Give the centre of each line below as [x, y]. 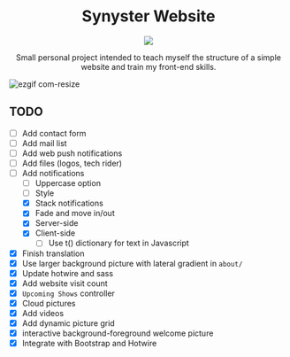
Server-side [57, 223]
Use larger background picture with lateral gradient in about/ [132, 263]
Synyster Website [149, 16]
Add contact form [54, 133]
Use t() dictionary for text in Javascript [119, 243]
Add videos [43, 313]
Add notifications [53, 173]
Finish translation [53, 253]
